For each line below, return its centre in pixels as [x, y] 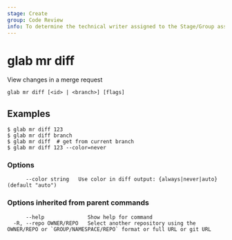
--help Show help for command [89, 217]
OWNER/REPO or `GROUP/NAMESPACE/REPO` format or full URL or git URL [109, 229]
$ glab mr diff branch [40, 136]
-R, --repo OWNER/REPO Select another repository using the [105, 223]
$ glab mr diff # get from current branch [71, 142]
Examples [29, 114]
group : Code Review [35, 20]
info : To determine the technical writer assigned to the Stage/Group [111, 26]
